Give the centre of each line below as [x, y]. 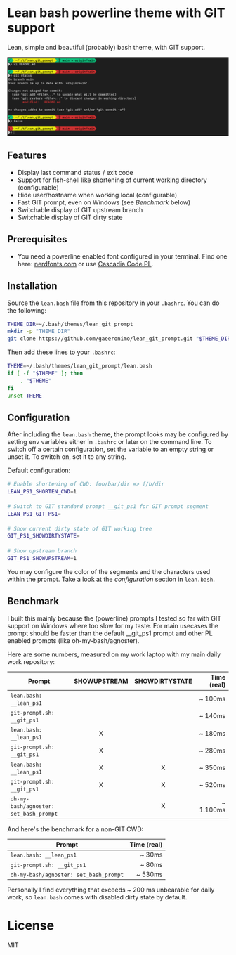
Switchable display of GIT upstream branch [80, 209]
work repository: [31, 661]
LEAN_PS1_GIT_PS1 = [34, 514]
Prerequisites [37, 239]
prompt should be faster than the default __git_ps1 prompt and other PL [110, 633]
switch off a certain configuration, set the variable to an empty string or [111, 449]
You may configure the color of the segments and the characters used [109, 571]
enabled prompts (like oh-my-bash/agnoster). [73, 640]
